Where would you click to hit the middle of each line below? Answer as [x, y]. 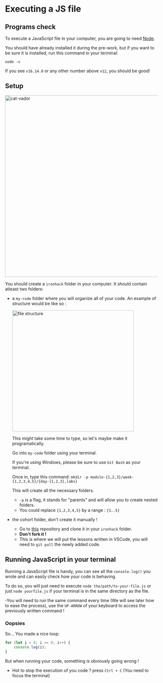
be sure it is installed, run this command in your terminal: [62, 53]
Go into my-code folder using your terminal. [54, 453]
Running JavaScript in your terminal [61, 560]
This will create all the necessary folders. [53, 490]
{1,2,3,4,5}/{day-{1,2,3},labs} [45, 481]
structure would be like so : [39, 303]
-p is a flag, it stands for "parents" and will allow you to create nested [88, 500]
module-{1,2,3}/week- [112, 477]
